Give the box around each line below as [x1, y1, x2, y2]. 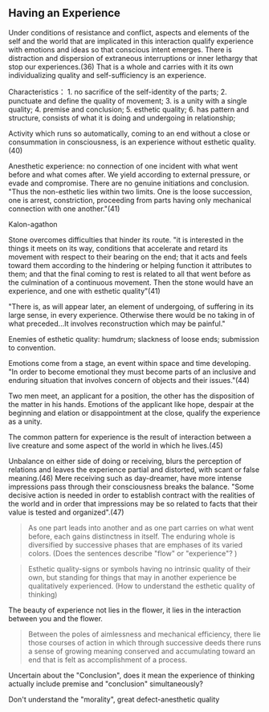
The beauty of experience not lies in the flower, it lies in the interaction [8, 605, 242, 615]
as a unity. [8, 417, 43, 426]
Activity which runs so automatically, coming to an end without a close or [8, 128, 251, 138]
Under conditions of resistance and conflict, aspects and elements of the [8, 27, 250, 37]
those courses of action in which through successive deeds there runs [27, 637, 262, 647]
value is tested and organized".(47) [8, 507, 124, 517]
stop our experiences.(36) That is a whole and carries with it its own [8, 62, 234, 71]
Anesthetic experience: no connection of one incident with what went [8, 161, 238, 171]
